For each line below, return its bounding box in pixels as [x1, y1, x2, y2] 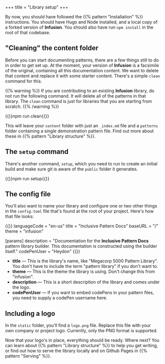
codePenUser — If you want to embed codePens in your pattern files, [12, 290, 154, 296]
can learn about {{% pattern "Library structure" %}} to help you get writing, [5, 343, 159, 349]
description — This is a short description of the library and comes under [12, 279, 160, 285]
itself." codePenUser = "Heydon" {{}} [5, 249, 80, 255]
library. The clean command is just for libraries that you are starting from [5, 98, 152, 104]
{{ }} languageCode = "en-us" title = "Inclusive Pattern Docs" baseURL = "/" [5, 223, 159, 229]
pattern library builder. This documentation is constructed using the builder [5, 243, 158, 249]
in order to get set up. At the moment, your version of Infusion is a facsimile [5, 62, 159, 68]
